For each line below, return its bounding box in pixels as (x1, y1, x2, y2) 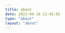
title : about (5, 7, 32, 12)
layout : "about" (5, 20, 38, 26)
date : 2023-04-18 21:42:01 (5, 12, 61, 16)
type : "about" (5, 16, 34, 21)
